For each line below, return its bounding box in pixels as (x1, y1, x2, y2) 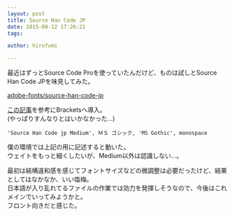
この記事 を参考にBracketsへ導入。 (7, 106, 106, 114)
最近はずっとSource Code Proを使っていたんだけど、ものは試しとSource (7, 69, 217, 77)
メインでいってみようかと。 (7, 193, 87, 201)
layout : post (7, 10, 45, 17)
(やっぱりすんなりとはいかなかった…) (7, 115, 115, 123)
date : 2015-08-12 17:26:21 (7, 23, 86, 30)
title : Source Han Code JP (7, 17, 86, 24)
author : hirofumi (7, 43, 58, 50)
